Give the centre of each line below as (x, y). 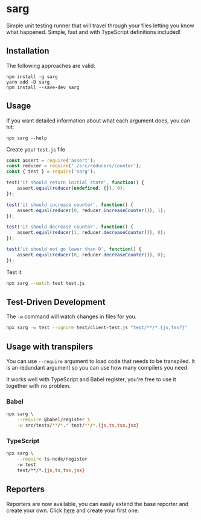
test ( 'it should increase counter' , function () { (70, 205)
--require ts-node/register (52, 459)
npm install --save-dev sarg (43, 87)
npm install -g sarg (32, 77)
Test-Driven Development (56, 302)
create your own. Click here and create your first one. (73, 510)
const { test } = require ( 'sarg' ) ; (51, 172)
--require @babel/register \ (54, 420)
